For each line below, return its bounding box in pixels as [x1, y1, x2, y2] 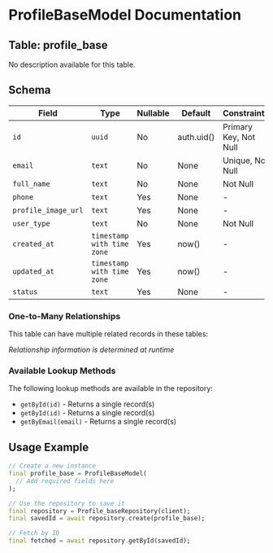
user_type [12, 218, 50, 228]
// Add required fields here [15, 476, 115, 485]
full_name [12, 179, 50, 188]
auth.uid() [177, 131, 215, 143]
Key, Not [222, 131, 256, 143]
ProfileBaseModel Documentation [8, 6, 242, 24]
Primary [222, 121, 253, 132]
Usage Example [8, 440, 89, 454]
